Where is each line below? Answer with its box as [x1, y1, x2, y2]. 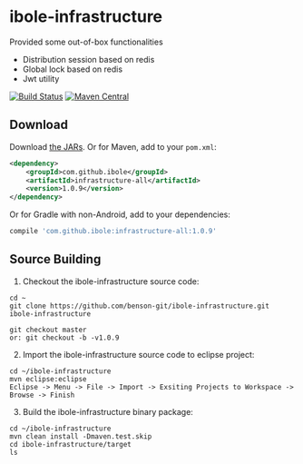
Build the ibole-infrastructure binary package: [22, 406, 193, 417]
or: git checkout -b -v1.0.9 [9, 333, 120, 342]
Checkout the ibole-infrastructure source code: [22, 275, 200, 287]
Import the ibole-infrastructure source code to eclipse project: [22, 349, 255, 360]
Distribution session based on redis [22, 54, 155, 64]
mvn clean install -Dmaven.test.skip [9, 431, 152, 441]
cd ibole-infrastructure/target [9, 439, 132, 449]
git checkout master [9, 325, 88, 334]
